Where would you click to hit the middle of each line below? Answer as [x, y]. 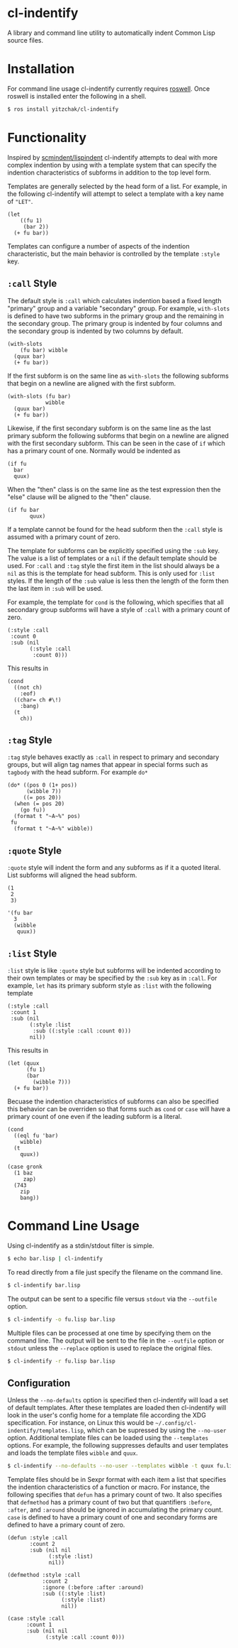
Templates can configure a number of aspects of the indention [98, 246]
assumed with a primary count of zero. [64, 537]
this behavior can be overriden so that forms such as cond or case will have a [119, 1108]
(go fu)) [33, 810]
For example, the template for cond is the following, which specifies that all [116, 602]
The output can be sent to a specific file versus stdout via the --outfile [112, 1299]
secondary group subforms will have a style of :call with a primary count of [119, 609]
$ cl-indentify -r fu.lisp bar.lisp [61, 1361]
